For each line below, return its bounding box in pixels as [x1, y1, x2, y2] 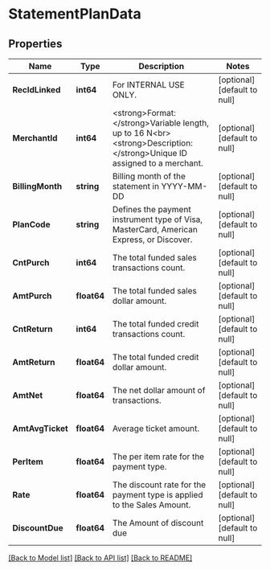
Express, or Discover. [112, 234, 193, 245]
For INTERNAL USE [112, 80, 185, 90]
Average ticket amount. [112, 423, 200, 434]
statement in [112, 181, 159, 191]
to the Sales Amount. [112, 499, 191, 511]
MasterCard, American [112, 224, 198, 235]
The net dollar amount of [112, 385, 206, 396]
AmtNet [12, 390, 43, 400]
